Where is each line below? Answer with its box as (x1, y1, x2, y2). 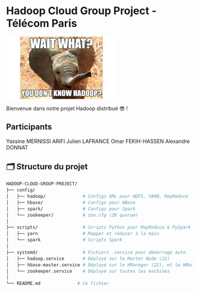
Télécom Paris (6, 17, 78, 30)
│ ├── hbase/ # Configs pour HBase (6, 200, 136, 205)
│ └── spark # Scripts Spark (6, 237, 123, 243)
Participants (6, 122, 52, 132)
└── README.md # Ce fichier (6, 280, 110, 287)
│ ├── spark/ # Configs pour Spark (6, 205, 136, 212)
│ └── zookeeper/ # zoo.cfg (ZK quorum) (6, 212, 138, 218)
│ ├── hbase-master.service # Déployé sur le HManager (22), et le (6, 261, 181, 268)
